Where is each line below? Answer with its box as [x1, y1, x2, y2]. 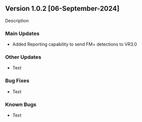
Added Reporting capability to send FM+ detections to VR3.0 [12, 41, 138, 47]
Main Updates [5, 30, 40, 37]
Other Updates [5, 54, 41, 61]
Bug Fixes [5, 77, 30, 84]
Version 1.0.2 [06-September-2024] [5, 4, 120, 13]
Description [5, 17, 29, 23]
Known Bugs [5, 101, 37, 108]
